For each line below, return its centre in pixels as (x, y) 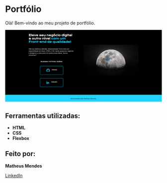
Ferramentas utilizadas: (43, 116)
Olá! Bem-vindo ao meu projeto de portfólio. (50, 23)
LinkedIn (14, 176)
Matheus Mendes (24, 166)
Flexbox (21, 138)
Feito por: (20, 154)
